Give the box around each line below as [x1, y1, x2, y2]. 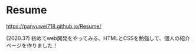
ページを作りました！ [6, 42, 58, 49]
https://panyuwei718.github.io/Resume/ [6, 23, 102, 30]
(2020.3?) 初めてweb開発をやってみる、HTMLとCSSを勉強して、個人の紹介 [6, 34, 191, 41]
